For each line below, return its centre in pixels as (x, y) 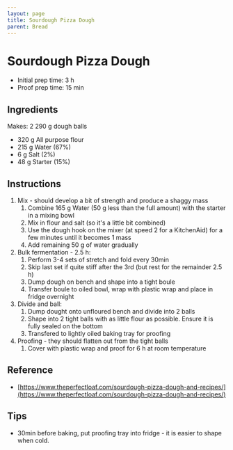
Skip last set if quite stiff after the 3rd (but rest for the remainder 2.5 (125, 267)
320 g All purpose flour (50, 140)
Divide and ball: (40, 304)
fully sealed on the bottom (65, 326)
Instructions (34, 184)
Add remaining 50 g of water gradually (83, 245)
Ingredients (33, 110)
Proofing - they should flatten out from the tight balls (93, 341)
